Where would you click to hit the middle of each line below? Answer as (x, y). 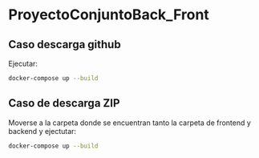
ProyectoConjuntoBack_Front (109, 15)
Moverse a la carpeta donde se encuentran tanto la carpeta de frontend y (129, 123)
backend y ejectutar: (42, 131)
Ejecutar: (23, 63)
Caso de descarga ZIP (64, 103)
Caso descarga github (65, 45)
